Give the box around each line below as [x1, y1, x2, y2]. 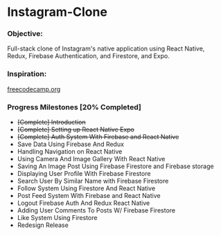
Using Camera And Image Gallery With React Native [17, 155, 166, 163]
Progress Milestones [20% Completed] [7, 102, 142, 111]
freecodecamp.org [7, 84, 61, 93]
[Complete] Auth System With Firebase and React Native [17, 133, 179, 141]
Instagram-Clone [7, 4, 107, 20]
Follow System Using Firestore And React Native [17, 184, 156, 192]
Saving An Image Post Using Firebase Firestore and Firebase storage [17, 162, 214, 170]
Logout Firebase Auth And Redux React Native [17, 199, 150, 208]
